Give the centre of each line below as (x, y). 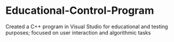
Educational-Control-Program (80, 11)
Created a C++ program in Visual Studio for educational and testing (87, 26)
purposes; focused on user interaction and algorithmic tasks (78, 32)
